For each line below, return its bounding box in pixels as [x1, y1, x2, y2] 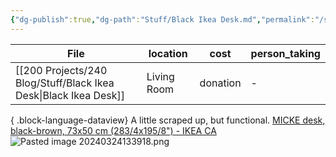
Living [146, 69, 175, 83]
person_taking [250, 46, 321, 60]
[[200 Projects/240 [15, 63, 108, 77]
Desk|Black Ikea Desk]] [15, 88, 126, 102]
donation [199, 76, 242, 90]
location [148, 46, 188, 60]
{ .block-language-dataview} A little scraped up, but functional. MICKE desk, [10, 114, 326, 126]
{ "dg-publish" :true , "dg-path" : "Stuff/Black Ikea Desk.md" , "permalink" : [10, 14, 315, 25]
